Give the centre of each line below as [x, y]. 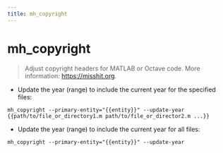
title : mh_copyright [38, 14]
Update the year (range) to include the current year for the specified [117, 90]
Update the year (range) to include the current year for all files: [109, 129]
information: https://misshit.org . [71, 75]
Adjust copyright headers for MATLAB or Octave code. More [112, 68]
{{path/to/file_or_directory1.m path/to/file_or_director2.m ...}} [109, 116]
